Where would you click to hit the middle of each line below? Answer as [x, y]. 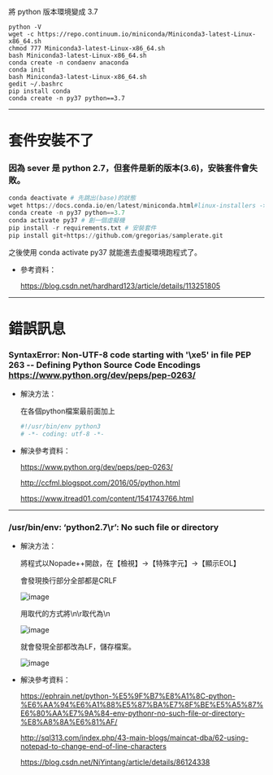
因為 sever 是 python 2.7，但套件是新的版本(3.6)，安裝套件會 [129, 169]
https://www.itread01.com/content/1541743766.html [107, 499]
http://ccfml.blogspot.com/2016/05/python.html [100, 483]
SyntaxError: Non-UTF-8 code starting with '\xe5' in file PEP [130, 355]
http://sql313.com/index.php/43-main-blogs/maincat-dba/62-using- [134, 738]
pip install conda [39, 91]
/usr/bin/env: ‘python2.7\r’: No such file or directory [114, 528]
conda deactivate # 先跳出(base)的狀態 [72, 198]
